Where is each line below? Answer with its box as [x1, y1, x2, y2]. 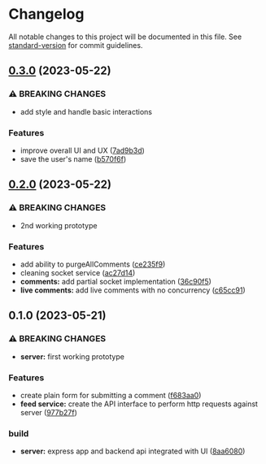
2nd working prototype [20, 220, 98, 230]
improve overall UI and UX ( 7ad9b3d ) [20, 145, 145, 155]
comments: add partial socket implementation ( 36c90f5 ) [20, 276, 211, 286]
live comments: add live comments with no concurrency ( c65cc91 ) [20, 285, 246, 295]
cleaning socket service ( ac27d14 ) [20, 267, 136, 277]
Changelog [8, 5, 85, 24]
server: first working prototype [20, 351, 124, 362]
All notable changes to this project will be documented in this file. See [8, 32, 242, 41]
